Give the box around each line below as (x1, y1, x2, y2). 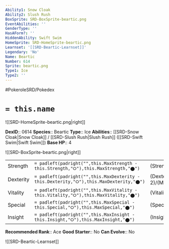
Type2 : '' (5, 73, 26, 78)
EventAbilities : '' (5, 21, 46, 27)
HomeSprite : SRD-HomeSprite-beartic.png (5, 40, 92, 45)
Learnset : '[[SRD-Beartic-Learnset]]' (5, 45, 87, 50)
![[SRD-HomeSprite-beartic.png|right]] (5, 119, 86, 125)
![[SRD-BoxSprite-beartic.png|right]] (5, 149, 81, 155)
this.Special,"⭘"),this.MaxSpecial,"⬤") (34, 204, 135, 210)
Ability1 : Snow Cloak (5, 7, 51, 13)
